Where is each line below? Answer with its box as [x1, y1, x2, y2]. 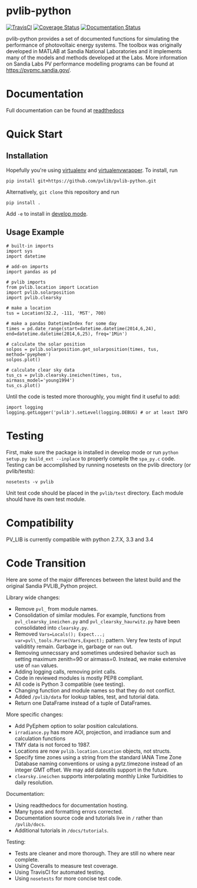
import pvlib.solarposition [6, 290, 75, 295]
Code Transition [6, 557, 86, 570]
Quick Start [6, 128, 63, 141]
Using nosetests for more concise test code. [14, 874, 122, 882]
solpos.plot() [6, 356, 41, 363]
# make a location [6, 305, 51, 311]
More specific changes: [6, 711, 64, 718]
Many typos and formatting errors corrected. [14, 808, 123, 815]
